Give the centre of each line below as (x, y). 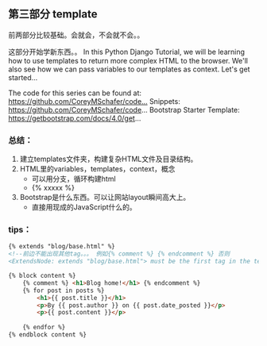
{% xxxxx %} (53, 188)
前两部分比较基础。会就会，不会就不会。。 (76, 35)
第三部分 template (53, 14)
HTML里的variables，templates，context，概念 (97, 169)
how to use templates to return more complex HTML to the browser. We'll (128, 60)
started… (23, 77)
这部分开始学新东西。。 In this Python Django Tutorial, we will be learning (126, 52)
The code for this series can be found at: (75, 93)
